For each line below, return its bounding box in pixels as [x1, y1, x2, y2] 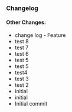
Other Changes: [6, 19, 46, 26]
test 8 [14, 38, 29, 45]
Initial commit [14, 100, 48, 107]
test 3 [14, 75, 29, 83]
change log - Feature [14, 32, 66, 39]
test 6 [14, 50, 29, 57]
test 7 [14, 44, 29, 51]
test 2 [14, 82, 29, 89]
